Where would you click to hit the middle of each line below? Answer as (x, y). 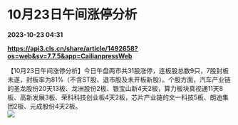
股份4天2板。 (62, 106)
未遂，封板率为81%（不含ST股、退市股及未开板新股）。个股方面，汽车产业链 (119, 80)
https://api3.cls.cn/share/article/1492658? (73, 48)
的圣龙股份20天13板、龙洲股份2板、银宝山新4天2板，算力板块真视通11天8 (115, 88)
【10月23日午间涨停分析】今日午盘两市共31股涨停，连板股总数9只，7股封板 (118, 70)
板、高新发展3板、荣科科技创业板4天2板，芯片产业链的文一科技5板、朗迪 (115, 97)
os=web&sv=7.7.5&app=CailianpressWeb (70, 56)
